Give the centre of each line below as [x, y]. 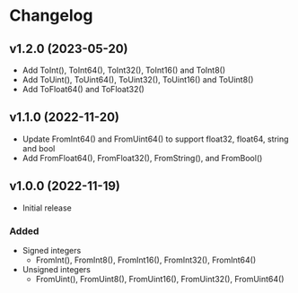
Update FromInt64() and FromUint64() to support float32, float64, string [155, 139]
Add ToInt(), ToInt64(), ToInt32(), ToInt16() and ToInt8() [124, 70]
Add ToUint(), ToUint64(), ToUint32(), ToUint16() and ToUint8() [138, 80]
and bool [39, 148]
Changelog [51, 16]
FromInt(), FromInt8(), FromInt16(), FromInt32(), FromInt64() [146, 260]
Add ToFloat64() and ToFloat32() [83, 89]
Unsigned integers [57, 269]
